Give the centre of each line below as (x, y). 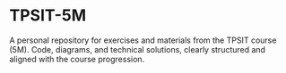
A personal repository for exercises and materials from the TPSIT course (143, 40)
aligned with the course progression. (77, 59)
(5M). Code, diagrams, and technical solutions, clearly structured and (138, 49)
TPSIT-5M (48, 16)
